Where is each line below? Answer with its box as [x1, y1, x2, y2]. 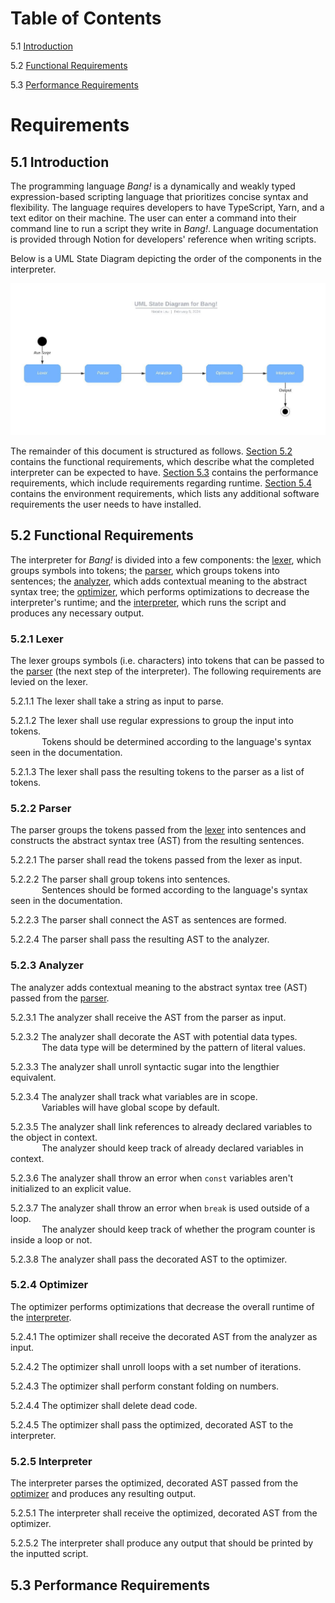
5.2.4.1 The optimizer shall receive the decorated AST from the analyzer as [10, 1330, 318, 1342]
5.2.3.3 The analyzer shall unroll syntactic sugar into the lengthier [10, 1060, 280, 1072]
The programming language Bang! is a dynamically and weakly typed [10, 180, 296, 192]
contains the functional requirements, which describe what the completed [10, 455, 315, 467]
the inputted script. [10, 1548, 89, 1560]
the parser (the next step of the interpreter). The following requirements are [10, 665, 322, 677]
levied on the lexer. [10, 675, 88, 687]
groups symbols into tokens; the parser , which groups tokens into [10, 564, 280, 576]
